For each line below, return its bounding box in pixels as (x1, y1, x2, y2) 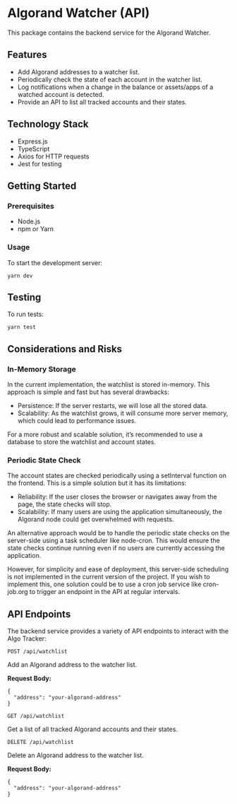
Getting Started (7, 180, 77, 192)
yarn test (7, 324, 37, 331)
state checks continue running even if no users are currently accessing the (7, 544, 225, 552)
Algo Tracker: (7, 634, 47, 643)
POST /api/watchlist (7, 648, 68, 656)
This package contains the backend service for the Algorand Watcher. (7, 28, 211, 37)
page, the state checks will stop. (17, 500, 112, 508)
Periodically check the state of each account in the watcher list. (17, 75, 203, 83)
